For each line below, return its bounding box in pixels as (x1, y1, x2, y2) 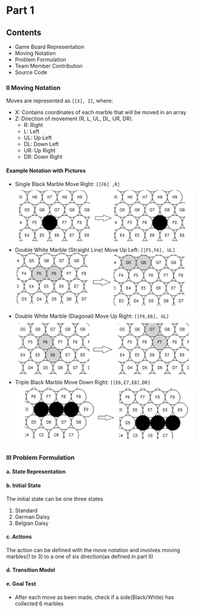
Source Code (14, 69, 48, 75)
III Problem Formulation (6, 453, 75, 461)
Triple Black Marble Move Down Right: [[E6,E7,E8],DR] (14, 379, 151, 386)
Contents (6, 28, 42, 38)
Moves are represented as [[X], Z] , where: (6, 97, 113, 105)
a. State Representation (6, 468, 66, 476)
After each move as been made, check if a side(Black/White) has (14, 593, 175, 601)
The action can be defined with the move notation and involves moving (6, 546, 181, 553)
